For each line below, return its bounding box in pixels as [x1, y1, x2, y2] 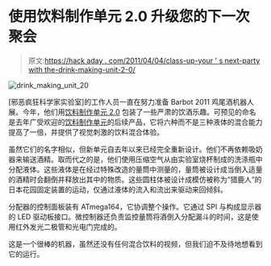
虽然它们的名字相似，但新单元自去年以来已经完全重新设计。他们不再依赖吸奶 [8, 144, 263, 154]
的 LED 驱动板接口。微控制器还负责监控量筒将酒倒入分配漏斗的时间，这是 [8, 211, 252, 222]
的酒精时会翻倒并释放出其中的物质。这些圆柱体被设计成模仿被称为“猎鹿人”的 [8, 174, 262, 184]
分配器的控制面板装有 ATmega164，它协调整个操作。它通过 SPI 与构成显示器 [8, 202, 262, 211]
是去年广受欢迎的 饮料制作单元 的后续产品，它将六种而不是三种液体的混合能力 [8, 117, 263, 127]
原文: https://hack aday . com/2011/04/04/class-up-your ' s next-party [27, 56, 261, 65]
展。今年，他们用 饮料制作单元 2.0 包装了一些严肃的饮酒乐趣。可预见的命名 [8, 106, 256, 117]
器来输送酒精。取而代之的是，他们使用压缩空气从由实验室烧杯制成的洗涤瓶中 [8, 154, 263, 164]
